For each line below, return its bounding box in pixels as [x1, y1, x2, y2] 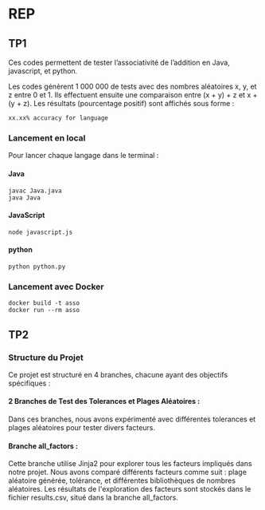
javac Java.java [8, 187, 62, 195]
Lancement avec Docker [8, 281, 105, 292]
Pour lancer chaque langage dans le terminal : [8, 151, 159, 160]
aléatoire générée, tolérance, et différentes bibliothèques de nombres [8, 476, 236, 485]
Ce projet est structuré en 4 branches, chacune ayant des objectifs [8, 370, 228, 379]
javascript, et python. [8, 66, 78, 76]
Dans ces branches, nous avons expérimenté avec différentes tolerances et [8, 414, 256, 424]
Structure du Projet [8, 352, 84, 363]
